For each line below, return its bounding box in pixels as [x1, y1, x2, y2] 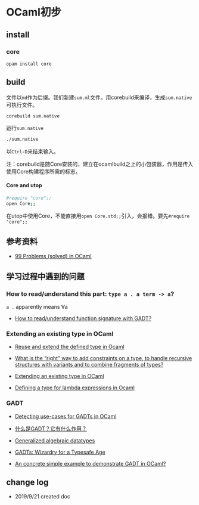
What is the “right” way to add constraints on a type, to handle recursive [14, 355, 192, 362]
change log [6, 478, 49, 487]
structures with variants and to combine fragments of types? [14, 361, 164, 368]
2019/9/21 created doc [14, 493, 70, 500]
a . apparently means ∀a [6, 303, 69, 311]
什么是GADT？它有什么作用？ [14, 425, 88, 432]
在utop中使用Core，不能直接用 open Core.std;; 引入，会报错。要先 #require [6, 212, 190, 219]
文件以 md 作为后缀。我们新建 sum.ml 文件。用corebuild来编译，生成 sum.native [6, 94, 192, 101]
